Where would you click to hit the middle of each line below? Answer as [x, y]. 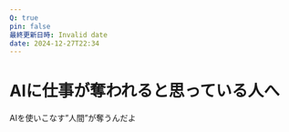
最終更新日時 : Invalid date [58, 35]
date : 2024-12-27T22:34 [55, 43]
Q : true [24, 18]
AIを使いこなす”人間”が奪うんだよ [73, 118]
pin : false [30, 26]
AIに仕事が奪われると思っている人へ [144, 91]
